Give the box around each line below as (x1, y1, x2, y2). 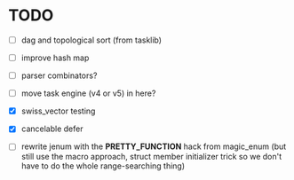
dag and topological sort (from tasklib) (20, 35, 162, 45)
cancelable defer (20, 123, 83, 134)
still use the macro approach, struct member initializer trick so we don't (20, 152, 282, 162)
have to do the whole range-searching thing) (20, 160, 186, 171)
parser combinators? (20, 70, 98, 81)
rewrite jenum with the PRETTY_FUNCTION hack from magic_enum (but (20, 141, 287, 152)
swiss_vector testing (20, 106, 96, 116)
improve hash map (20, 52, 90, 63)
